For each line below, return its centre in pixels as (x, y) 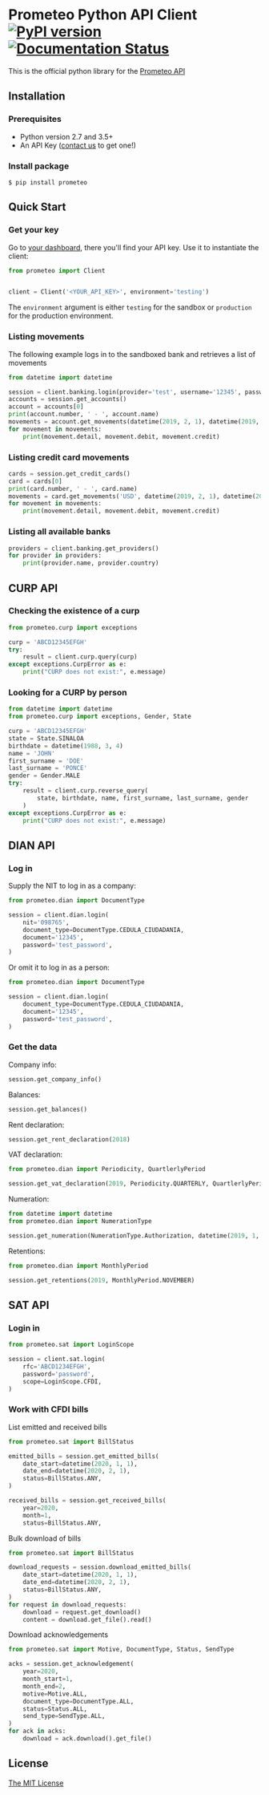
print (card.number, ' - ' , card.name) (73, 488)
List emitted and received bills (58, 1427)
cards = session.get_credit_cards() (69, 474)
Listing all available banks (59, 532)
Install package (39, 166)
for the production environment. (61, 316)
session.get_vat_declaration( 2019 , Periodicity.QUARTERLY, (109, 1184)
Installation (37, 97)
